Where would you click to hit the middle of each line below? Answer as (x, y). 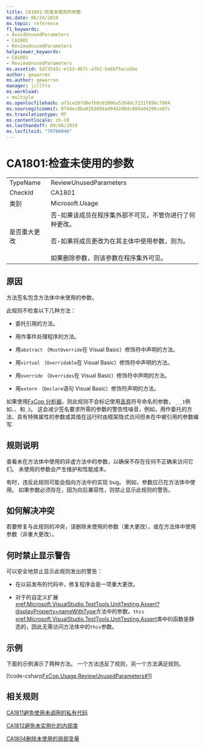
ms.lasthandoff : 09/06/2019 (42, 126)
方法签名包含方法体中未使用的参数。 (52, 297)
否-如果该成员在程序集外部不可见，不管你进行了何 (123, 215)
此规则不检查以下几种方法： (41, 310)
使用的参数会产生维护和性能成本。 (67, 469)
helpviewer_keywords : (34, 52)
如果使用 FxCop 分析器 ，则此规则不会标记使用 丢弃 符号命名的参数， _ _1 (96, 401)
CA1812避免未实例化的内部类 (42, 725)
